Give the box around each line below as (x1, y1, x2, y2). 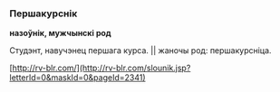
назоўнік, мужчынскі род (9, 28, 111, 39)
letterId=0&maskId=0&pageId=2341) (9, 72, 146, 83)
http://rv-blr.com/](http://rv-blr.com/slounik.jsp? (12, 62, 191, 74)
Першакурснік (9, 7, 78, 20)
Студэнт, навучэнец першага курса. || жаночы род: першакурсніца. (9, 45, 272, 56)
